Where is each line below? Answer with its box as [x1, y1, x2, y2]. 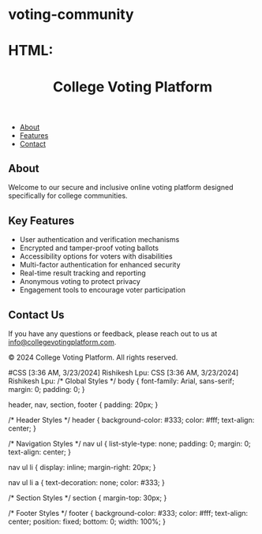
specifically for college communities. [8, 191, 128, 200]
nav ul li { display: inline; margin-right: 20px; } [8, 463, 156, 472]
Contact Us [8, 308, 65, 321]
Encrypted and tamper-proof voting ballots [19, 243, 159, 253]
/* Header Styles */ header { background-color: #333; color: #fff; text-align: [8, 416, 255, 424]
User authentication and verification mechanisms [19, 235, 180, 245]
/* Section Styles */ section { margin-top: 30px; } [8, 493, 167, 502]
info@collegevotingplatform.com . [8, 338, 117, 346]
